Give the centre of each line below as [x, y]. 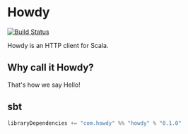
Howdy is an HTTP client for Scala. [58, 45]
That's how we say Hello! [44, 85]
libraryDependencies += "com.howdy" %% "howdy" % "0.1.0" [94, 123]
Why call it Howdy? [51, 68]
